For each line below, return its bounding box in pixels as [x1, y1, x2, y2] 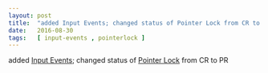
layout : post [8, 11, 52, 20]
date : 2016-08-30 [8, 26, 74, 34]
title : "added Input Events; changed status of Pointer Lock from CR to [8, 19, 261, 27]
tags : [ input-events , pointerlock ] [8, 33, 146, 42]
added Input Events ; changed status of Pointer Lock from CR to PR [8, 56, 229, 65]
